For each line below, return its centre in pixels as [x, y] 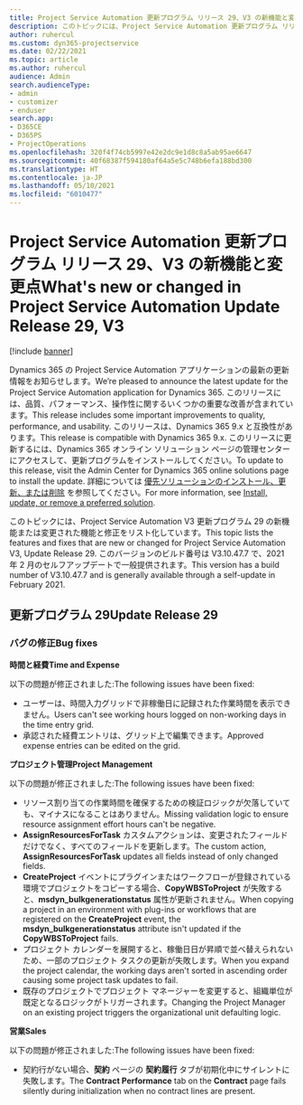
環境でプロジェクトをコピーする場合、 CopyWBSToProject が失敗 [144, 888]
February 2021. [37, 584]
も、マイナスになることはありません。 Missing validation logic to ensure [155, 814]
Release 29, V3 [67, 326]
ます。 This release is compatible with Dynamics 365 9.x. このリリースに [150, 437]
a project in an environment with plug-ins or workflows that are [139, 909]
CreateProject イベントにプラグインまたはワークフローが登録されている [156, 876]
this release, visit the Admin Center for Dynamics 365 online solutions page [149, 470]
